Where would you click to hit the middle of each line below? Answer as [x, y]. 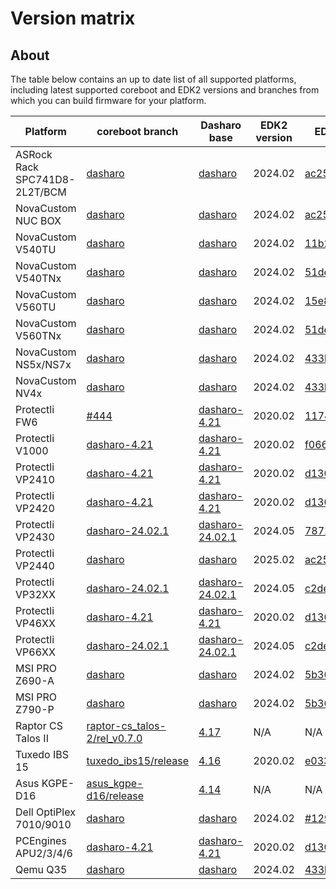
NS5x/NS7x [43, 364]
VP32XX [35, 594]
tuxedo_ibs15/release [137, 760]
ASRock [34, 154]
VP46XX [35, 623]
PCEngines [41, 840]
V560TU [36, 307]
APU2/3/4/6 [44, 853]
